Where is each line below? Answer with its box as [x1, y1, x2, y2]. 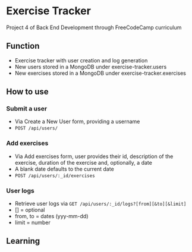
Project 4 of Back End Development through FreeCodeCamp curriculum [6, 24, 182, 31]
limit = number [14, 219, 51, 226]
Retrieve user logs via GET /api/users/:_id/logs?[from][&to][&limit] [14, 200, 187, 207]
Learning [6, 236, 40, 246]
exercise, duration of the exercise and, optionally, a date [14, 159, 153, 166]
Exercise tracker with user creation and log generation [14, 56, 148, 64]
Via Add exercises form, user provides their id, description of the [14, 153, 174, 160]
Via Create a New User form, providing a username [14, 118, 140, 125]
